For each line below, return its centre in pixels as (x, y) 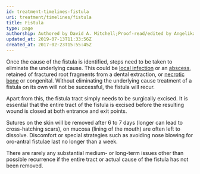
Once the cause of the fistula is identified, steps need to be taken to (89, 61)
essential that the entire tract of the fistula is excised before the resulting (95, 105)
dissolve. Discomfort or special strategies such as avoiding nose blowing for (100, 135)
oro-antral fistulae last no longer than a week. (62, 141)
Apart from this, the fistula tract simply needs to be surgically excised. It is (97, 98)
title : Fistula (25, 23)
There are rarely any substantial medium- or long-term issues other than (95, 153)
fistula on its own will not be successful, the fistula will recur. (80, 87)
